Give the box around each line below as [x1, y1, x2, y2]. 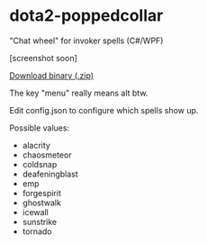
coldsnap [22, 158, 58, 169]
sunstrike [22, 216, 58, 227]
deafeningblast [22, 168, 78, 179]
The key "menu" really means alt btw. [9, 87, 148, 98]
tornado [22, 226, 52, 237]
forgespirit [22, 187, 61, 198]
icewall [22, 206, 49, 217]
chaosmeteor [22, 149, 72, 160]
